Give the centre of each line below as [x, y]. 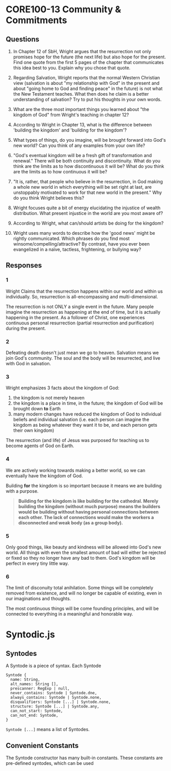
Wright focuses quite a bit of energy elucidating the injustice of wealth [87, 208]
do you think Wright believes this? [49, 198]
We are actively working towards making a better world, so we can [76, 470]
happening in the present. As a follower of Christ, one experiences [75, 317]
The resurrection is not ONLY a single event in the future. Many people [80, 306]
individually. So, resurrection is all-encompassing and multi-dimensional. [82, 296]
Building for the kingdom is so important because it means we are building [84, 486]
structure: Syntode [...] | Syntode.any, [55, 707]
